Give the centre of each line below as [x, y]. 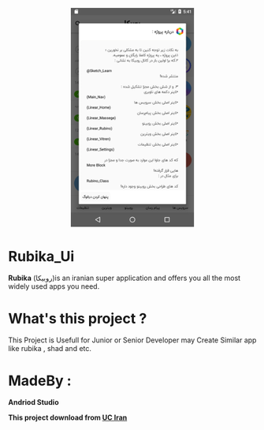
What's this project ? [78, 318]
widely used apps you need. [54, 286]
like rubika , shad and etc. [50, 349]
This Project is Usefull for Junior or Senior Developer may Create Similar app [132, 340]
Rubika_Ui [41, 256]
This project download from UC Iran [68, 417]
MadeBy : [40, 381]
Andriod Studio [33, 402]
